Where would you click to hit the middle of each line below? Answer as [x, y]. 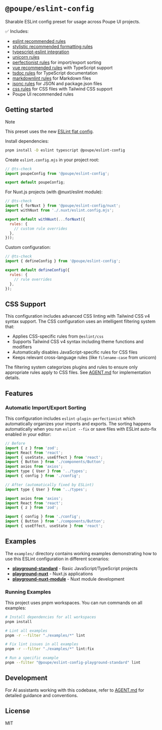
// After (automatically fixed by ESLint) [50, 485]
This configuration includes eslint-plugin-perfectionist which [70, 418]
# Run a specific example [32, 658]
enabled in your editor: [28, 434]
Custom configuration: [28, 247]
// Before [15, 443]
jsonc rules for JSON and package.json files [57, 83]
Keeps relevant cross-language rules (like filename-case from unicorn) [84, 358]
